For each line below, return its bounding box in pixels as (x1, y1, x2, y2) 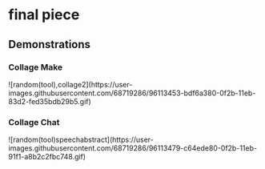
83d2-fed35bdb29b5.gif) (8, 96, 92, 106)
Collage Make (8, 62, 63, 73)
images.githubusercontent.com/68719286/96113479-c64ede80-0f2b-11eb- (8, 143, 258, 153)
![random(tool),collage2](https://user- (8, 79, 133, 89)
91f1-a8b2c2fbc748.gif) (8, 152, 86, 162)
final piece (8, 6, 80, 24)
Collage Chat (8, 116, 60, 127)
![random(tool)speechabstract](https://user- (8, 135, 155, 145)
